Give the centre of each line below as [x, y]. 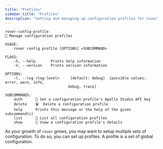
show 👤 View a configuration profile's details [68, 122]
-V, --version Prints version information [61, 66]
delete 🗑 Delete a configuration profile [61, 104]
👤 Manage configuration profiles [39, 36]
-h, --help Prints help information [57, 61]
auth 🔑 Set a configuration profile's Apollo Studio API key [82, 100]
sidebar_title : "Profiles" [32, 14]
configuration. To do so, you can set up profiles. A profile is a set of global [79, 136]
